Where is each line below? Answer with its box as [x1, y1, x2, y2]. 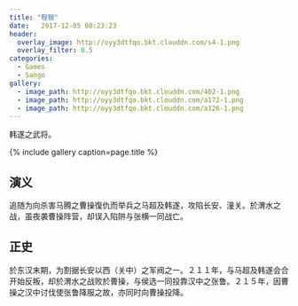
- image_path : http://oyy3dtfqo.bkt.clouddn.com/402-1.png [17, 87, 240, 96]
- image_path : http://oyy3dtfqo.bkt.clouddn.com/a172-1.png [17, 95, 244, 105]
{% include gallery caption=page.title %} [9, 147, 158, 158]
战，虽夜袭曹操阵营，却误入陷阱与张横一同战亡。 [9, 211, 188, 222]
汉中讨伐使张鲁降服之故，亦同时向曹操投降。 [24, 286, 188, 297]
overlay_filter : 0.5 [17, 46, 93, 55]
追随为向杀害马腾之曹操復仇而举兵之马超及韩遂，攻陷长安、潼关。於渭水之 [9, 200, 281, 211]
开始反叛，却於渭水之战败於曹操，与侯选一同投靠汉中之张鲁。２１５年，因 [9, 276, 281, 286]
